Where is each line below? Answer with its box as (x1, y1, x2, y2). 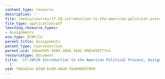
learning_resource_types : (5, 26, 58, 30)
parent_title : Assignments (5, 39, 60, 44)
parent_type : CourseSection (5, 44, 63, 49)
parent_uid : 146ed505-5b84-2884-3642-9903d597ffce (5, 48, 111, 53)
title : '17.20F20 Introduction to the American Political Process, (5, 57, 146, 62)
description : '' (5, 12, 38, 17)
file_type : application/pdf (5, 21, 63, 26)
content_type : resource (5, 7, 54, 12)
